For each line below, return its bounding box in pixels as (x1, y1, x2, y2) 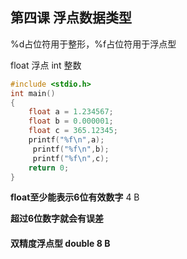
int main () (10, 88, 56, 98)
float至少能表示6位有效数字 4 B (10, 191, 140, 203)
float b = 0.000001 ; (28, 116, 114, 127)
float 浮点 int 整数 (10, 59, 82, 71)
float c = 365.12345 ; (28, 126, 118, 136)
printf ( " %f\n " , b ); (32, 144, 110, 154)
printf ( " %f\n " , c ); (32, 153, 110, 163)
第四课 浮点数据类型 (10, 9, 132, 27)
